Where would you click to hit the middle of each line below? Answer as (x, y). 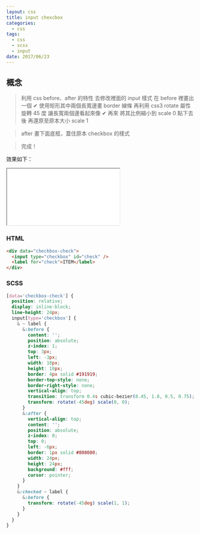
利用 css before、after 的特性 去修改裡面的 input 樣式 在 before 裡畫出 (107, 98)
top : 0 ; (37, 441)
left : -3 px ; (43, 357)
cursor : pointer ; (49, 475)
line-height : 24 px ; (36, 313)
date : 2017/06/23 (28, 57)
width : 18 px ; (44, 363)
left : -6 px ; (43, 447)
